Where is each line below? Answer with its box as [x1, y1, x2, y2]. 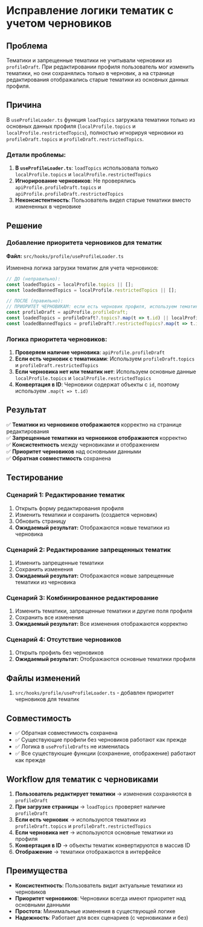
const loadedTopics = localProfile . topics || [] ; [6, 281, 134, 288]
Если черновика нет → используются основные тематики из [14, 828, 173, 836]
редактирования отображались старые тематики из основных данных [6, 76, 189, 83]
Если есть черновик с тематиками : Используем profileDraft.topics [14, 355, 195, 362]
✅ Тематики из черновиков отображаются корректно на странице [6, 420, 182, 428]
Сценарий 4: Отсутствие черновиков [6, 636, 122, 644]
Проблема [6, 41, 48, 51]
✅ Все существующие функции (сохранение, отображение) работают [14, 749, 196, 757]
